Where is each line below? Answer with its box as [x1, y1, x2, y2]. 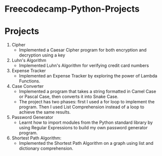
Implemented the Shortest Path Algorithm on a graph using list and [19, 140, 154, 146]
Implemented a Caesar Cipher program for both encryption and [19, 47, 147, 53]
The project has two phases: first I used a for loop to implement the [19, 99, 155, 105]
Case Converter [11, 83, 44, 89]
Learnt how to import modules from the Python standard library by [19, 119, 153, 125]
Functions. [19, 78, 40, 84]
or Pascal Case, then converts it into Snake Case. [19, 94, 118, 99]
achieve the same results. [19, 109, 71, 115]
